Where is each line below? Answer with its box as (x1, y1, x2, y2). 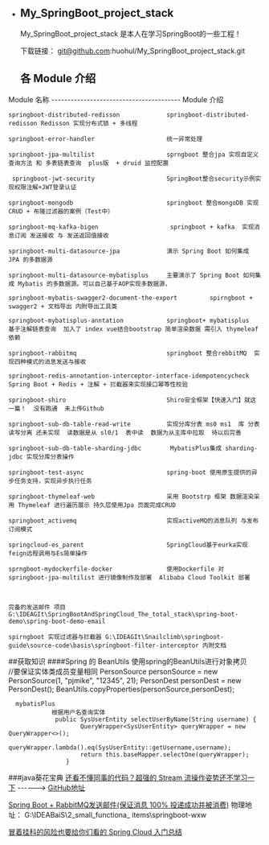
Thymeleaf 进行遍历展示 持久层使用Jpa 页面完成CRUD (18, 501, 177, 509)
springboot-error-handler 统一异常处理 (8, 134, 203, 143)
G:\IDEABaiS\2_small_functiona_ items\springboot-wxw (23, 810, 207, 819)
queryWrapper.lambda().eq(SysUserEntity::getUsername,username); (8, 744, 231, 752)
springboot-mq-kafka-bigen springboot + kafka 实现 (8, 223, 255, 231)
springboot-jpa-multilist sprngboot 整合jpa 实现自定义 (8, 150, 259, 159)
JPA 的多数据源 (8, 255, 54, 264)
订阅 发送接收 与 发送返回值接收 (14, 231, 109, 240)
